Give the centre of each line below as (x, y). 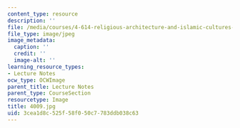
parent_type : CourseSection (49, 93)
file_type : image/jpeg (41, 34)
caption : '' (32, 47)
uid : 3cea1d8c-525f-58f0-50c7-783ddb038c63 (73, 113)
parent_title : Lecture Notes (51, 87)
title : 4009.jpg (31, 107)
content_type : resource (43, 14)
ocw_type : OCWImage (36, 80)
